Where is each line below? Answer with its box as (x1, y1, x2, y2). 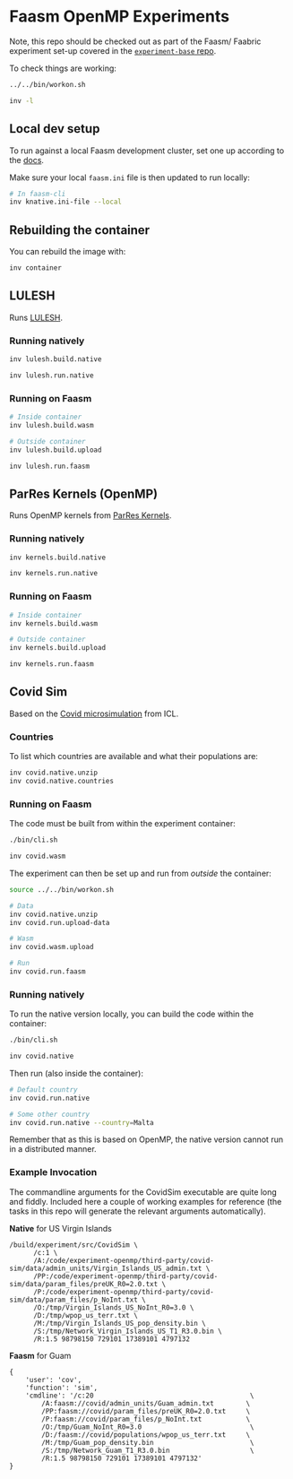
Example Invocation (9, 1166, 98, 1179)
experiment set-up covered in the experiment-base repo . (9, 45, 217, 56)
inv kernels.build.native (9, 553, 106, 562)
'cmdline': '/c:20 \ (25, 1391, 254, 1400)
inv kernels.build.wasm (9, 618, 99, 628)
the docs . (9, 154, 45, 165)
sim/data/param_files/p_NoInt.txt (9, 1295, 139, 1304)
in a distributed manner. (9, 1144, 97, 1155)
